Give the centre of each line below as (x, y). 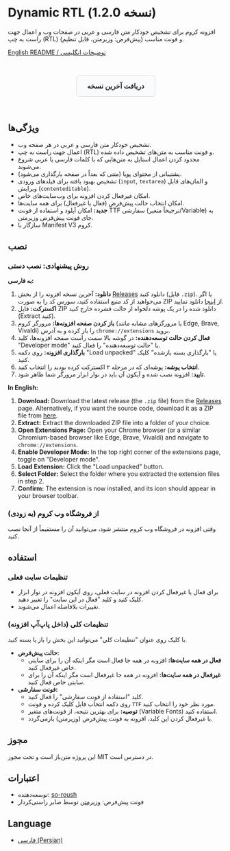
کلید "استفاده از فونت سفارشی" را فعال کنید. (86, 696)
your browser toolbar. (48, 496)
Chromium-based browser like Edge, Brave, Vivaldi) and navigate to (113, 438)
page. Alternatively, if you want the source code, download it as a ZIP (116, 408)
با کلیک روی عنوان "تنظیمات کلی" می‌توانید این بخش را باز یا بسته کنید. (98, 639)
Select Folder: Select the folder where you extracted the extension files (118, 474)
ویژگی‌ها (24, 128)
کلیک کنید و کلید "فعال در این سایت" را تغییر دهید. (80, 600)
